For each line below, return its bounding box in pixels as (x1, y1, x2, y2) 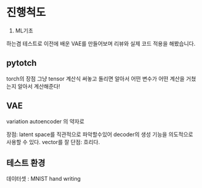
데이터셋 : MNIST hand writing (6, 175, 81, 183)
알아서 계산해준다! (17, 82, 60, 90)
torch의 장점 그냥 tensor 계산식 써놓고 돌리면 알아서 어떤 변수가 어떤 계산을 (6, 74, 185, 82)
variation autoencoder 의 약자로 (6, 117, 85, 125)
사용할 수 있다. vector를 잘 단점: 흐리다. (6, 138, 101, 145)
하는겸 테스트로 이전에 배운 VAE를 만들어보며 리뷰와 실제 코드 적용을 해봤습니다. (6, 40, 196, 47)
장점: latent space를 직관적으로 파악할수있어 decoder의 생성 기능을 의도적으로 (6, 131, 193, 138)
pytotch (6, 58, 37, 68)
